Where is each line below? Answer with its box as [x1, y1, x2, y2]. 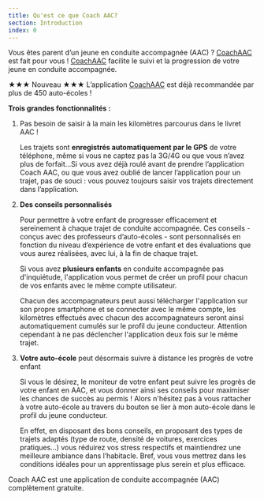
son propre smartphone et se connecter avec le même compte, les [19, 305, 236, 314]
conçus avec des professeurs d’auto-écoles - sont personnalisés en [19, 232, 241, 242]
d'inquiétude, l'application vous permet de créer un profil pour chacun [19, 273, 248, 282]
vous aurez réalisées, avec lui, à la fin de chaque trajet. [19, 249, 199, 258]
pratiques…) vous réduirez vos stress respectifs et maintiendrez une [19, 443, 242, 453]
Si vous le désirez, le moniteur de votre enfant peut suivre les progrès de [19, 377, 256, 387]
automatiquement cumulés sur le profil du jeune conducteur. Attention [19, 321, 247, 331]
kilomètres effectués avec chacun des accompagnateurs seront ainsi [19, 313, 244, 322]
